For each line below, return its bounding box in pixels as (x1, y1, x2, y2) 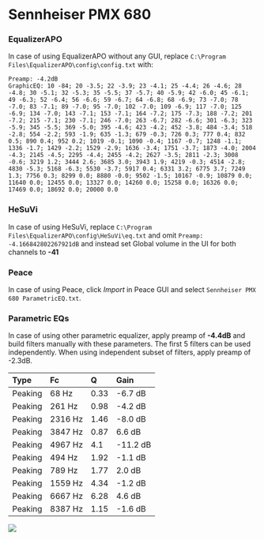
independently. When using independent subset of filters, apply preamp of (8, 347, 251, 357)
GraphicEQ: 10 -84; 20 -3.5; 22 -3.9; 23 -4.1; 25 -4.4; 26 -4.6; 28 (8, 82, 243, 90)
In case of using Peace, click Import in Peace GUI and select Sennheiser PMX (8, 285, 257, 294)
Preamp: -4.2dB (8, 75, 58, 84)
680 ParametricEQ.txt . (8, 294, 81, 303)
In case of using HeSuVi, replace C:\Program (8, 222, 153, 231)
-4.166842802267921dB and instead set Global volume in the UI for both (8, 238, 237, 248)
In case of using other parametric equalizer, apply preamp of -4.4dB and (8, 331, 246, 340)
